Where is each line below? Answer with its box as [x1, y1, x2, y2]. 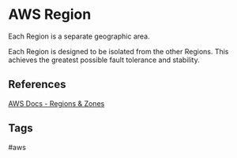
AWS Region [8, 6, 92, 24]
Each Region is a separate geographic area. [8, 31, 150, 41]
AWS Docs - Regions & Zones [8, 98, 105, 108]
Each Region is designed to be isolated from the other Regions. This [8, 46, 229, 56]
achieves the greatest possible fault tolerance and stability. [8, 55, 200, 64]
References [8, 78, 66, 91]
